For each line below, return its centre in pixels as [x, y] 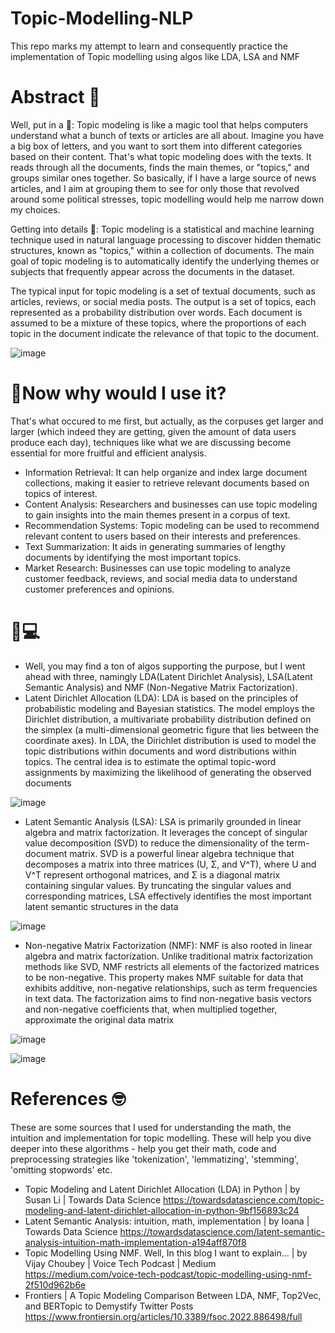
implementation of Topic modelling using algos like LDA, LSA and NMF [155, 56]
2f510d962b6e [55, 1284]
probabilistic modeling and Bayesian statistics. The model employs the [169, 708]
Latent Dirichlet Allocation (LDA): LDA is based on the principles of [161, 698]
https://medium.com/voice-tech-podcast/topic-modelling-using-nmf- [168, 1274]
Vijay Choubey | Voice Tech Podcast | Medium [120, 1263]
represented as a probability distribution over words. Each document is [156, 312]
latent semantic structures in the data [101, 906]
